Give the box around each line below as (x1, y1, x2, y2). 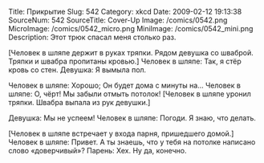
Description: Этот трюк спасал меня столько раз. (8, 32, 177, 42)
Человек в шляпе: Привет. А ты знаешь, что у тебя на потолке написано (8, 137, 256, 147)
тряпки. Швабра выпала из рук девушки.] (8, 98, 151, 107)
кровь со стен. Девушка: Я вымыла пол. (8, 65, 147, 75)
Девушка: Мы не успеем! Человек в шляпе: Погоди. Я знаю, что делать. (8, 113, 257, 123)
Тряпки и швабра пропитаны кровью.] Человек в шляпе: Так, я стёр (8, 56, 242, 66)
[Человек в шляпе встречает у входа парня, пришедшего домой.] (8, 128, 234, 138)
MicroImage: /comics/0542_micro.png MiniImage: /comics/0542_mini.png (8, 24, 254, 33)
